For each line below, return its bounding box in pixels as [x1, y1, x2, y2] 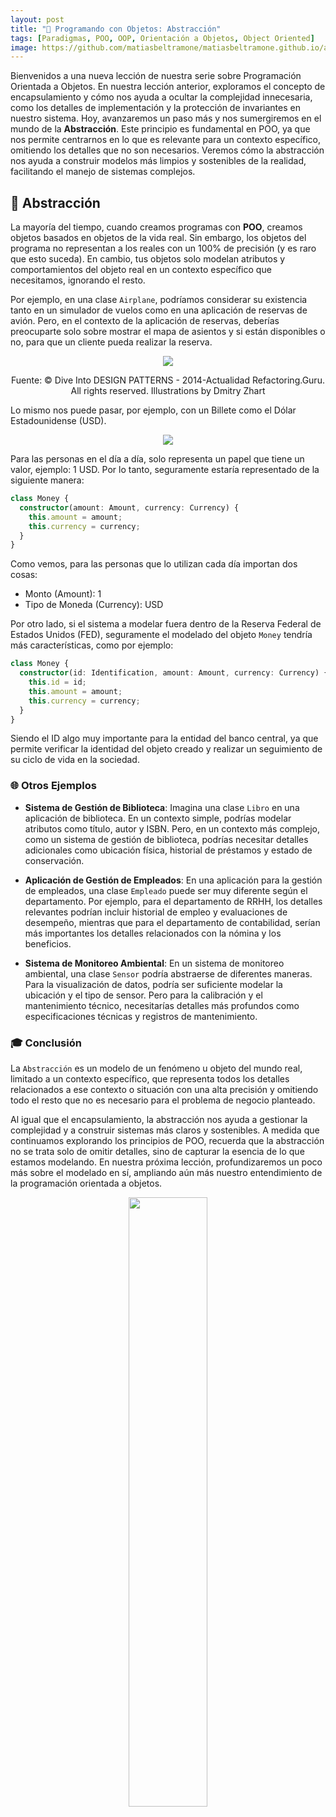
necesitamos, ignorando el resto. [10, 274, 146, 286]
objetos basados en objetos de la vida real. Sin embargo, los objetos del [10, 232, 307, 244]
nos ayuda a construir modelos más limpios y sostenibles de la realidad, [10, 155, 307, 167]
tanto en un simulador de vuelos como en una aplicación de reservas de [10, 304, 308, 316]
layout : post [10, 14, 65, 25]
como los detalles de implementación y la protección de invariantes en [10, 102, 301, 114]
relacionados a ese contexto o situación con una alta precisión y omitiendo [10, 1084, 319, 1096]
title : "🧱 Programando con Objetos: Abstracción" [10, 24, 222, 34]
